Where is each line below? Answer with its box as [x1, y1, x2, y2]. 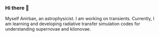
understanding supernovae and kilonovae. [5, 26, 91, 32]
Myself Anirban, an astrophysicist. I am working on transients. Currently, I [5, 16, 155, 22]
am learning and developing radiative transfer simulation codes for [5, 21, 141, 27]
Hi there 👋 [5, 4, 30, 11]
